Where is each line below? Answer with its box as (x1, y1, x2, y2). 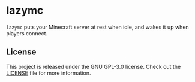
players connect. (6, 29, 48, 37)
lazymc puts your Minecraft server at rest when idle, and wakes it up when (6, 23, 189, 31)
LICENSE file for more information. (6, 69, 91, 77)
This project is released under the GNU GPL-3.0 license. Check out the (6, 63, 181, 70)
